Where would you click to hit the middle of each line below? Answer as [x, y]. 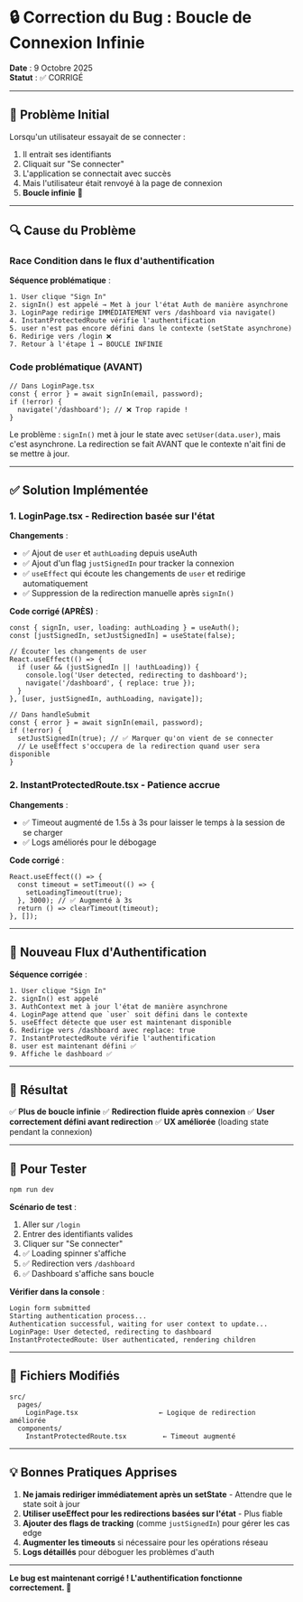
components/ [40, 1429]
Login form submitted [50, 1308]
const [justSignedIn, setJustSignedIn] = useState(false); [123, 636]
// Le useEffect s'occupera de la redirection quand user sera [138, 746]
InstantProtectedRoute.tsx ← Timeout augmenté [131, 1436]
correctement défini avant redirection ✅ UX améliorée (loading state [139, 1122]
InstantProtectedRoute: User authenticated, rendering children [133, 1340]
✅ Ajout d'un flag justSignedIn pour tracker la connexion [128, 563]
